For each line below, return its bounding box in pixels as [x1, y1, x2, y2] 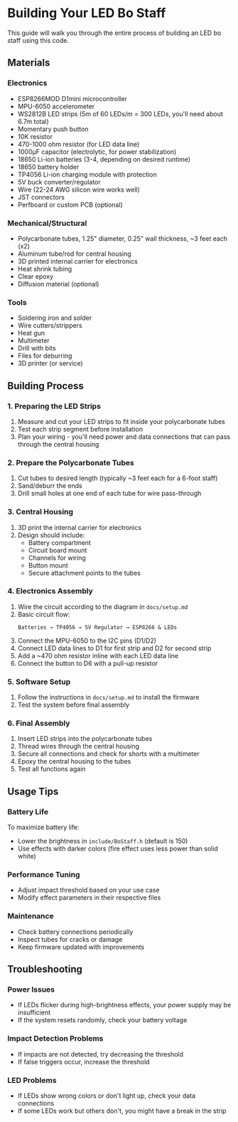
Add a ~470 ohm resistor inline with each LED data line [17, 651, 179, 660]
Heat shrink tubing [17, 264, 72, 273]
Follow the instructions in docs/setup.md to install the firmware [17, 693, 200, 702]
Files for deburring [17, 351, 72, 360]
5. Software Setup [7, 677, 71, 687]
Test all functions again [17, 764, 87, 774]
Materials [7, 57, 50, 69]
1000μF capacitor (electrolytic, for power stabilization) [17, 147, 177, 156]
